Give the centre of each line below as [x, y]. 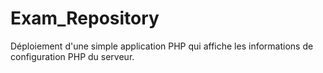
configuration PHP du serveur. [72, 56]
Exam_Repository [85, 18]
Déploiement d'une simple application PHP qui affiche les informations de [162, 46]
